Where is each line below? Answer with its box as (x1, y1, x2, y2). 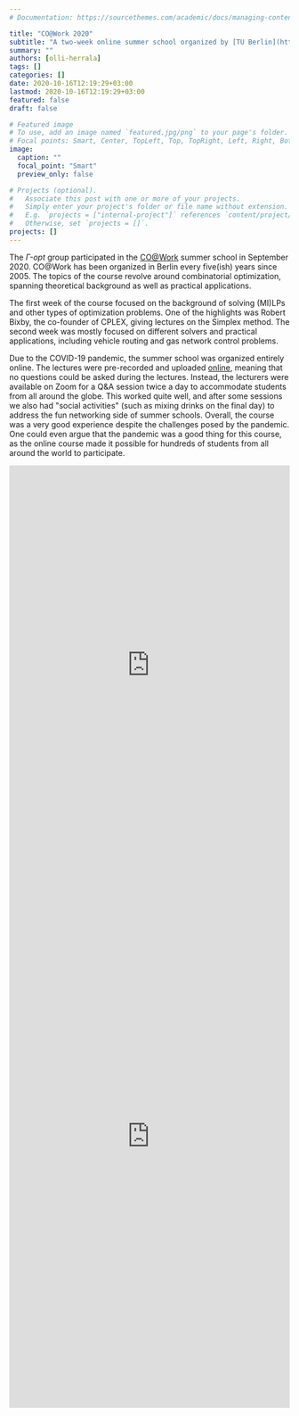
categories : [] (9, 70, 66, 80)
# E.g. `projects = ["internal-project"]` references (9, 211, 221, 219)
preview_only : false (17, 170, 93, 178)
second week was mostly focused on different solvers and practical (9, 326, 258, 336)
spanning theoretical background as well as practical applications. (9, 280, 252, 291)
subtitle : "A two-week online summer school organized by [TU (9, 37, 245, 46)
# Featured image (9, 120, 74, 129)
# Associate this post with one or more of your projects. (9, 194, 241, 203)
